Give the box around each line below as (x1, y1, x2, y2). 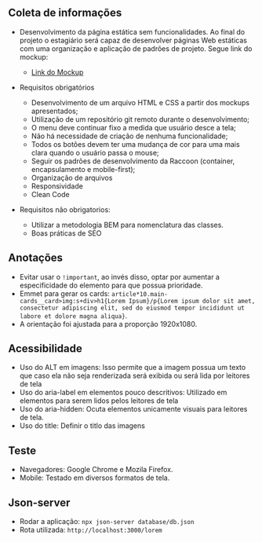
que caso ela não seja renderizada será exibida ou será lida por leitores (19, 371, 250, 380)
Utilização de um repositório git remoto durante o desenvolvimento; (31, 114, 249, 124)
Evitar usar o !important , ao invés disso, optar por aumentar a (19, 272, 220, 281)
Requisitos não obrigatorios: (19, 204, 111, 214)
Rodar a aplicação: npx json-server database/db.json (19, 517, 195, 526)
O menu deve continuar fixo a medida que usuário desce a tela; (31, 123, 237, 132)
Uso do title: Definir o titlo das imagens (19, 421, 145, 430)
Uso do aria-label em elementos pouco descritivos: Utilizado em (19, 388, 227, 397)
